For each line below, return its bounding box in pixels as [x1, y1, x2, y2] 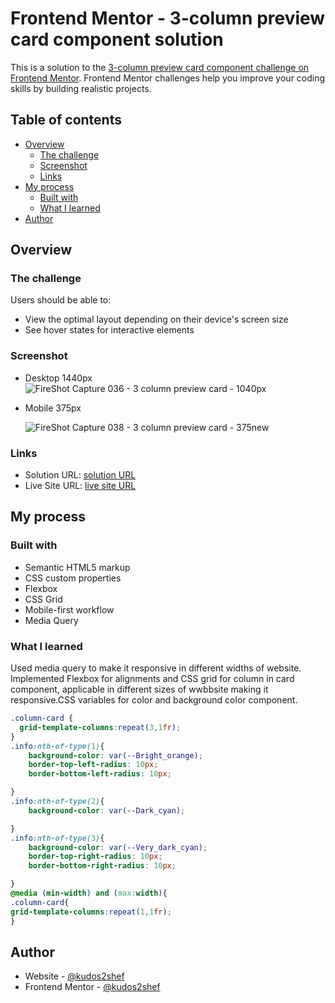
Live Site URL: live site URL [24, 480, 137, 492]
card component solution [10, 28, 224, 51]
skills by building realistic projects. [10, 82, 152, 94]
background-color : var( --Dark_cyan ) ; [28, 805, 186, 816]
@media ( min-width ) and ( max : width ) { [10, 888, 168, 899]
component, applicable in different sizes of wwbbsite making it [10, 683, 269, 696]
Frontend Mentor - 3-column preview [10, 7, 326, 30]
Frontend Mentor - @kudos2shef [24, 981, 161, 993]
